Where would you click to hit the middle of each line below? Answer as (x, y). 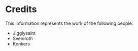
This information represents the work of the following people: (69, 23)
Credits (21, 9)
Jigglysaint (24, 33)
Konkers (21, 43)
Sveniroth (23, 38)
